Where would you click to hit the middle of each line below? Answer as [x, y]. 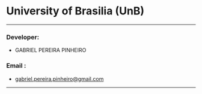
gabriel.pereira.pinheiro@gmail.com [59, 78]
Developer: [23, 37]
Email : [16, 66]
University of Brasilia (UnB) [75, 11]
